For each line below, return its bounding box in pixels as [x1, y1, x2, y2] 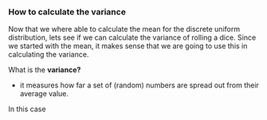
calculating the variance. [8, 50, 89, 60]
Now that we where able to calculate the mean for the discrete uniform [8, 25, 241, 34]
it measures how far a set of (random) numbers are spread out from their [19, 80, 259, 90]
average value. [19, 89, 69, 99]
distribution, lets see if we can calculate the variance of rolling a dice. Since [8, 33, 257, 42]
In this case [8, 104, 46, 114]
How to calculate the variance [8, 6, 126, 17]
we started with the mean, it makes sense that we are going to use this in [8, 41, 248, 51]
